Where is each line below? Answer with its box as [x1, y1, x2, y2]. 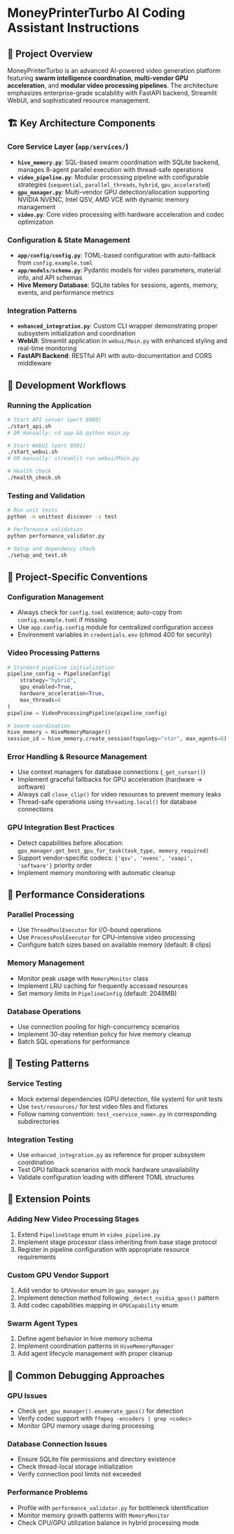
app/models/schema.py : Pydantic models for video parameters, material [17, 265, 221, 274]
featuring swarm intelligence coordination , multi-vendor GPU [7, 74, 188, 82]
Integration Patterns [7, 305, 77, 315]
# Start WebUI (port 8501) [7, 442, 86, 449]
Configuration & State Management [7, 235, 131, 245]
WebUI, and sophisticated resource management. [7, 96, 151, 105]
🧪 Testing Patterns [7, 1058, 90, 1069]
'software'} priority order [17, 861, 92, 869]
